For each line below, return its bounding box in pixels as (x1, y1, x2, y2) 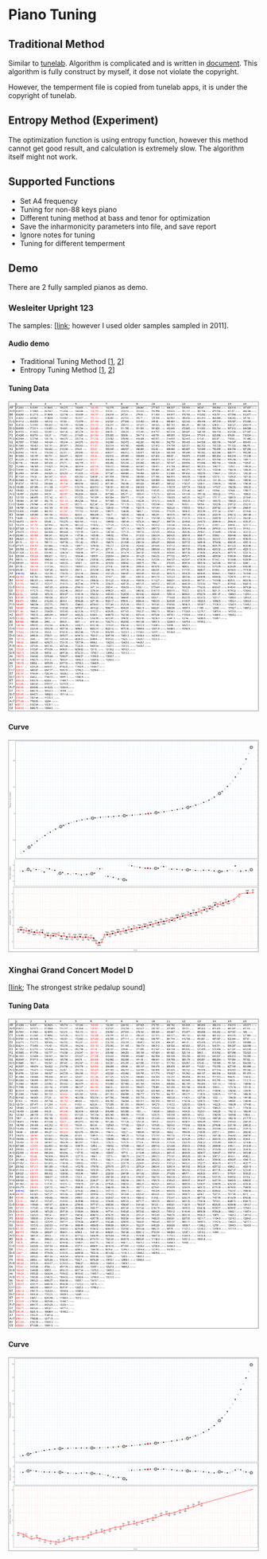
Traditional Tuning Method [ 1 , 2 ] (19, 356, 125, 366)
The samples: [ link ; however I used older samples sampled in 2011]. (8, 320, 229, 330)
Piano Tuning (8, 6, 97, 24)
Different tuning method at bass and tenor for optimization (19, 213, 211, 222)
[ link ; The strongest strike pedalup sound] (8, 982, 145, 993)
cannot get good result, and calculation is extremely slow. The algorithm (8, 143, 245, 153)
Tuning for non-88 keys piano (19, 205, 118, 214)
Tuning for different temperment (19, 238, 126, 248)
